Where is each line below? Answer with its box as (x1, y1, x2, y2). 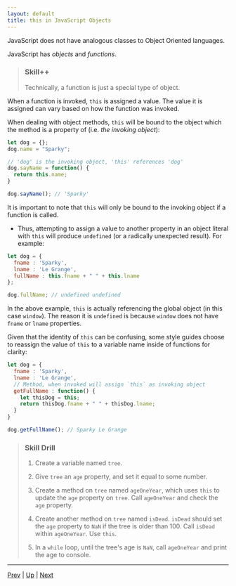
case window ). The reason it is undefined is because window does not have (7, 312, 219, 320)
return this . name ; (13, 171, 68, 178)
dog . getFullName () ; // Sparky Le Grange (7, 427, 128, 434)
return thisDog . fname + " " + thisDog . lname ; (20, 401, 156, 408)
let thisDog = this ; (20, 394, 80, 401)
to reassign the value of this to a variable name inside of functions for (7, 340, 211, 349)
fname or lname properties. (7, 319, 82, 327)
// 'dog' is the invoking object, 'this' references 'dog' (7, 158, 184, 165)
